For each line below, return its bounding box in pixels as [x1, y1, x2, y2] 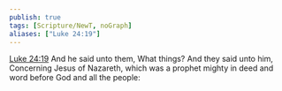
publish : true [9, 12, 62, 22]
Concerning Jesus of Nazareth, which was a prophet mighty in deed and [9, 63, 274, 73]
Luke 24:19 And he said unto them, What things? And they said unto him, [9, 54, 274, 64]
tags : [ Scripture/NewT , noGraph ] [9, 21, 133, 30]
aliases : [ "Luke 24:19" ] [9, 29, 101, 38]
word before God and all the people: [9, 72, 141, 83]
